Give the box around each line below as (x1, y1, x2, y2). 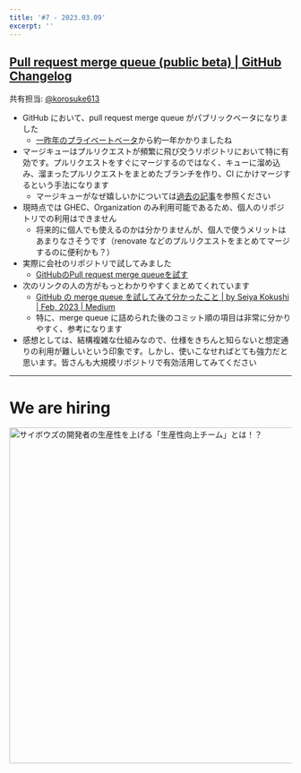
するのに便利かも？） (35, 247, 115, 258)
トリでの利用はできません (21, 213, 117, 224)
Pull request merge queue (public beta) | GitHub (9, 55, 282, 70)
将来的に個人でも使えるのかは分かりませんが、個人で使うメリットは (35, 225, 287, 236)
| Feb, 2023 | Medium (35, 302, 116, 313)
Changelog (9, 68, 73, 83)
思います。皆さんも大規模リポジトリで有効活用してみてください (21, 357, 257, 368)
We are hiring (9, 398, 111, 417)
